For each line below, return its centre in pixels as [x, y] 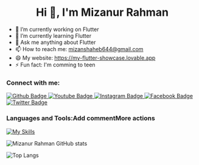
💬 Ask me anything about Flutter [55, 42]
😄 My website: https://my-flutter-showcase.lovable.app [85, 58]
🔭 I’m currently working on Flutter [57, 29]
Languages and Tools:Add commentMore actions [81, 118]
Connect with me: [33, 83]
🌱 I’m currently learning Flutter [53, 35]
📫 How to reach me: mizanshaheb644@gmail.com [79, 49]
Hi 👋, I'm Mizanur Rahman [102, 12]
